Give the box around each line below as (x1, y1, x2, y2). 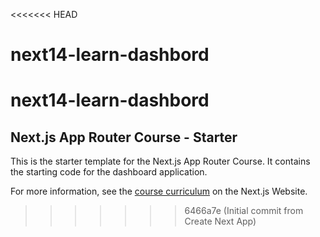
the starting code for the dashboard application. (10, 166, 208, 178)
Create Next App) (184, 215, 257, 228)
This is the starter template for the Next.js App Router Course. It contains (10, 155, 311, 168)
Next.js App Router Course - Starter (10, 129, 238, 146)
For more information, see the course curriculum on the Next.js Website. (10, 185, 308, 198)
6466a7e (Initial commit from (184, 205, 304, 217)
